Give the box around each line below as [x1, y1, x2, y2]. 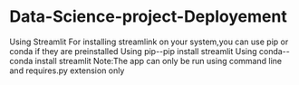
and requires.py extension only [9, 65, 125, 76]
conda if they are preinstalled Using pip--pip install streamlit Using [9, 45, 257, 56]
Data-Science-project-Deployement [9, 6, 287, 27]
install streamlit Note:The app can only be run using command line [34, 55, 283, 66]
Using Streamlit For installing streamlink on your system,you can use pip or [9, 36, 289, 47]
